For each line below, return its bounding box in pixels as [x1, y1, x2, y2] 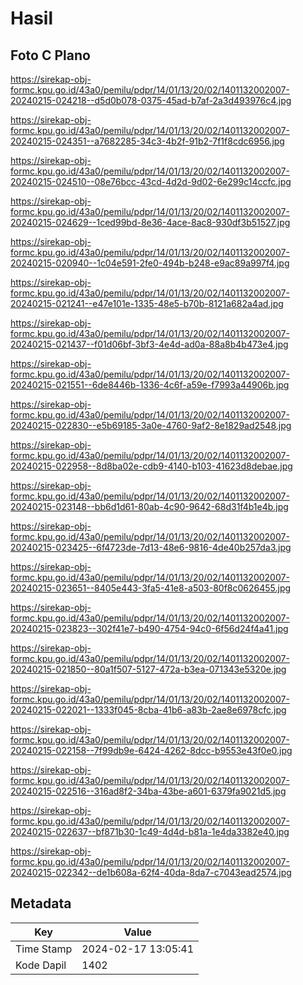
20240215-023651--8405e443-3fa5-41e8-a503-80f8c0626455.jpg [10, 582, 292, 594]
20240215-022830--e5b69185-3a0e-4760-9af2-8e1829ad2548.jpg [10, 420, 292, 431]
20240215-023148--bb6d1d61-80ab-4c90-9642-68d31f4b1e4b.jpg [10, 501, 289, 512]
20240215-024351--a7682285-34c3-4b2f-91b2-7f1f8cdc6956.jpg [10, 135, 285, 147]
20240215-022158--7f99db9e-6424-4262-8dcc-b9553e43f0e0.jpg [10, 745, 293, 756]
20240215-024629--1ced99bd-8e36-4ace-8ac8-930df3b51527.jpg [10, 217, 291, 228]
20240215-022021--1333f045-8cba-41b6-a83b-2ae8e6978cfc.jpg [10, 704, 287, 716]
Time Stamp [15, 942, 73, 956]
